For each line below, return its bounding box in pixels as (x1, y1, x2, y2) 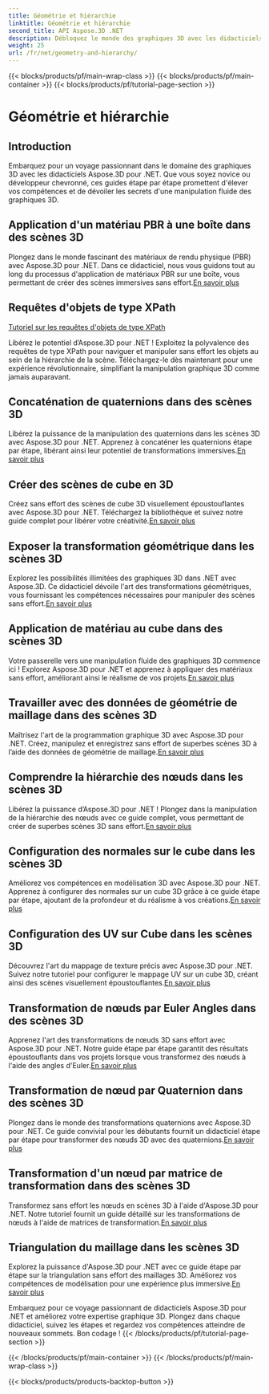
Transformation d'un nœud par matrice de (8, 1167, 223, 1181)
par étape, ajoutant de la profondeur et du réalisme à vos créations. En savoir (8, 896, 261, 905)
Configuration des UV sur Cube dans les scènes (8, 927, 253, 941)
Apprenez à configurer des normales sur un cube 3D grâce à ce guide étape (8, 887, 260, 896)
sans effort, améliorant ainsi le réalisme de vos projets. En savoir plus (8, 673, 235, 682)
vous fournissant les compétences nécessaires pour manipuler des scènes (8, 591, 255, 600)
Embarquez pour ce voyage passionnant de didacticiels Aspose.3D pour (8, 1303, 247, 1313)
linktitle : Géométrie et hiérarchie (8, 19, 130, 27)
